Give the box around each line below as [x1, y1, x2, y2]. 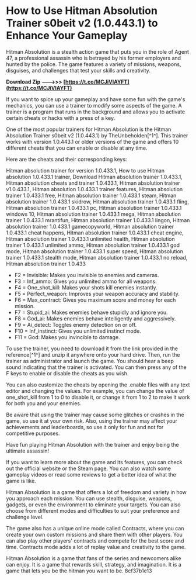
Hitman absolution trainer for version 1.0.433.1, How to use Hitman [6, 167, 165, 174]
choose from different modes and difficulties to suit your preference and [6, 507, 180, 514]
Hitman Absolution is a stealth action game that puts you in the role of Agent [6, 48, 190, 55]
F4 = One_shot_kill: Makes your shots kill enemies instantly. [14, 284, 157, 291]
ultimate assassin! [6, 447, 50, 454]
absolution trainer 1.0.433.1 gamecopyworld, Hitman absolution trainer [6, 223, 174, 230]
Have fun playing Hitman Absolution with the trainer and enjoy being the [6, 441, 179, 448]
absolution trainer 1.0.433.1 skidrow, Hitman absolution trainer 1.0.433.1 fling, [6, 198, 190, 205]
